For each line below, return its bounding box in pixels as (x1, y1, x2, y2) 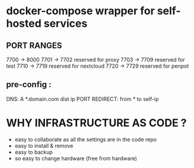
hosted (6, 17, 42, 30)
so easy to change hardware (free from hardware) (14, 154, 138, 161)
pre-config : (6, 80, 52, 90)
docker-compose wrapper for (6, 4, 155, 18)
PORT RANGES (6, 40, 62, 50)
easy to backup (14, 148, 53, 156)
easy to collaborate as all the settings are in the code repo (14, 135, 157, 143)
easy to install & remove (14, 142, 74, 149)
